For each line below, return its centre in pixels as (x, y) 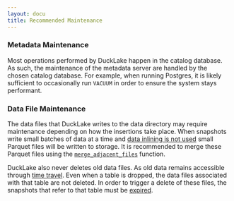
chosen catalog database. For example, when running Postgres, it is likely (115, 75)
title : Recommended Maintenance (55, 20)
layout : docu (27, 14)
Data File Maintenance (47, 109)
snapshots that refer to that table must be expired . (80, 190)
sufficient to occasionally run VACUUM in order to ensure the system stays (112, 83)
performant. (25, 90)
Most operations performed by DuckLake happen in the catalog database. (115, 60)
